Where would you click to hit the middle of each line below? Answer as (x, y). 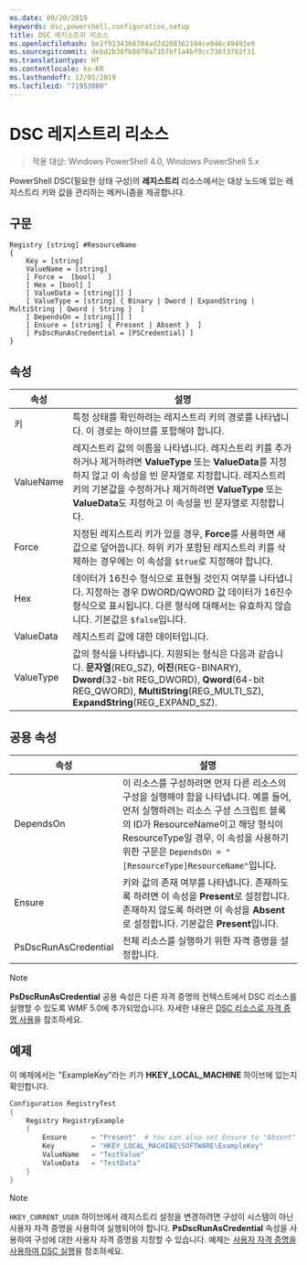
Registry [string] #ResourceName (73, 245)
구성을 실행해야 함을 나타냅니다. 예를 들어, (206, 797)
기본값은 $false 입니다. (141, 620)
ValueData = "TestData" (92, 1163)
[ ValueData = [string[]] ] (79, 294)
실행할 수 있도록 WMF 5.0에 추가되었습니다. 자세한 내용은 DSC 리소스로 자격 (145, 1008)
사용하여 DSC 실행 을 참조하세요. (67, 1250)
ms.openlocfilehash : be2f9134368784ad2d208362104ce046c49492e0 (132, 43)
